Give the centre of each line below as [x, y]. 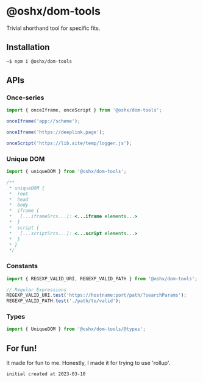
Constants [22, 266]
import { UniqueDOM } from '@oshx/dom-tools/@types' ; [76, 329]
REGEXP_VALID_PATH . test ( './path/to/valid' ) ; [64, 301]
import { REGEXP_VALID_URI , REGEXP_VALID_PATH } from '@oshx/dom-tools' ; [102, 278]
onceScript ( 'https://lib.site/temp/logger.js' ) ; [69, 143]
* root [19, 194]
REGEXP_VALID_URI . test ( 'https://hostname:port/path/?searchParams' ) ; [97, 295]
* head [19, 199]
